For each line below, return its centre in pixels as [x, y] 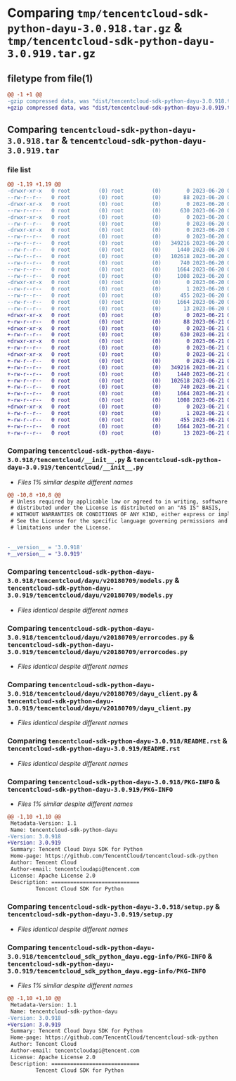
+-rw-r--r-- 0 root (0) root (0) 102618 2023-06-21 [116, 380]
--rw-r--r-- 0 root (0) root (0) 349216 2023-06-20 [116, 243]
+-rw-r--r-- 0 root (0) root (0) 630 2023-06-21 [116, 335]
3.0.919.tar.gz [52, 54]
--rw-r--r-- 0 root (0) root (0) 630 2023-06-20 [116, 210]
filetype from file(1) [50, 78]
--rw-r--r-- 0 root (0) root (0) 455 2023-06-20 [116, 296]
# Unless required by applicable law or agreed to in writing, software [119, 501]
